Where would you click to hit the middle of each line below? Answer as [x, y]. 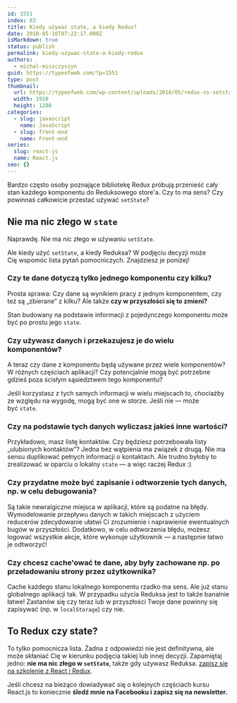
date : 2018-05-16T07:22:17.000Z [55, 33]
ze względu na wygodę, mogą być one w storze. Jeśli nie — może [103, 401]
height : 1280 [33, 106]
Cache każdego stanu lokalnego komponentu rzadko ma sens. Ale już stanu [117, 587]
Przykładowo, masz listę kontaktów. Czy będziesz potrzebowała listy [107, 442]
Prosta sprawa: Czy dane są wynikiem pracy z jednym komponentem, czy [115, 293]
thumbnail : [23, 86]
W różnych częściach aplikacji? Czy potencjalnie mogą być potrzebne [109, 372]
